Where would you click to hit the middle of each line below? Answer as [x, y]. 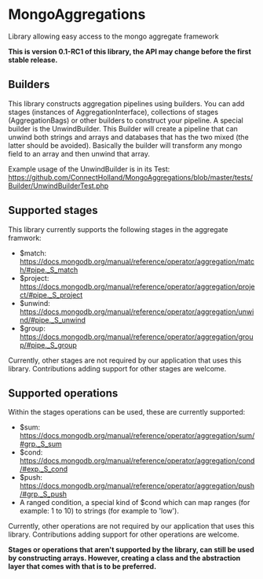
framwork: [25, 238]
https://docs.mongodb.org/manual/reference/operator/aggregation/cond [137, 461]
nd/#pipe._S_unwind [53, 319]
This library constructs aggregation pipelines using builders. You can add [126, 103]
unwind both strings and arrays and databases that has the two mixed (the [128, 137]
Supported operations [63, 393]
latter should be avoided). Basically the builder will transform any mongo [125, 145]
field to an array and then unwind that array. [79, 153]
